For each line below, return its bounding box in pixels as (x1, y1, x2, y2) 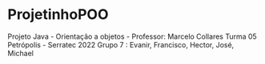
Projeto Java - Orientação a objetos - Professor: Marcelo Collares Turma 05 (7, 32, 257, 41)
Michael (7, 48, 34, 58)
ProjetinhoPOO (7, 6, 109, 24)
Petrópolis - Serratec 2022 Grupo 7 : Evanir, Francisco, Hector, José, (7, 40, 235, 49)
